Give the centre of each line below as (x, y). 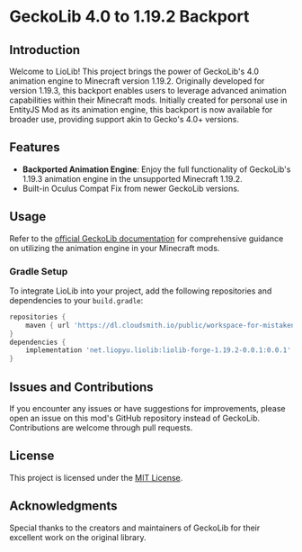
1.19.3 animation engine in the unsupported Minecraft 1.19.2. (132, 178)
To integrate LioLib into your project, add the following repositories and (141, 291)
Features (35, 147)
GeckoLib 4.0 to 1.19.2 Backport (129, 17)
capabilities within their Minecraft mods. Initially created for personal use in (148, 100)
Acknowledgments (64, 506)
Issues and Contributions (82, 387)
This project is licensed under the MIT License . (96, 477)
